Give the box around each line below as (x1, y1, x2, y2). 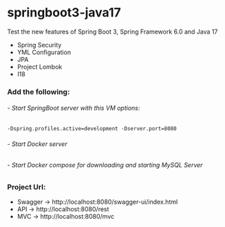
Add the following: (7, 87, 70, 97)
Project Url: (7, 182, 46, 191)
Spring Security (17, 40, 62, 49)
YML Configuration (17, 48, 71, 56)
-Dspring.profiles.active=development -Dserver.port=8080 (7, 126, 177, 132)
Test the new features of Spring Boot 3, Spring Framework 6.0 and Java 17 (7, 27, 218, 36)
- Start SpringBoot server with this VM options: (7, 104, 140, 112)
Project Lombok (17, 62, 63, 71)
